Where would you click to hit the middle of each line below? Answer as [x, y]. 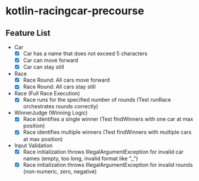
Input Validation [33, 145]
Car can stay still [43, 67]
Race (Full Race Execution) [47, 93]
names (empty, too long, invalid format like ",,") [80, 158]
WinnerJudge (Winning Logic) [51, 113]
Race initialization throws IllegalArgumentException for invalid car [103, 152]
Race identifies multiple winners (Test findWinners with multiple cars [107, 132]
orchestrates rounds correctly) [61, 107]
